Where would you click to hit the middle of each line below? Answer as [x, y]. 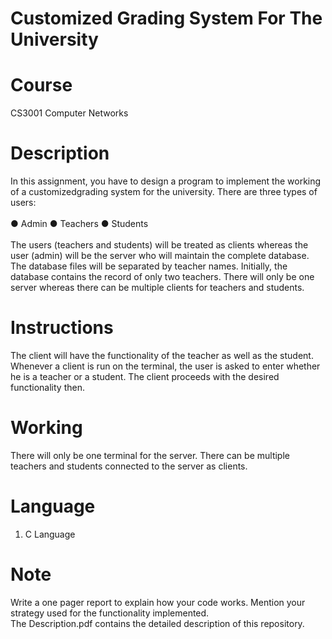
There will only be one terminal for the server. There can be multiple [150, 455]
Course [41, 85]
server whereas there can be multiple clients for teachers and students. [157, 288]
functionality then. [47, 387]
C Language [50, 534]
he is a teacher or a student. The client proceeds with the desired [145, 376]
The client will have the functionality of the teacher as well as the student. [162, 355]
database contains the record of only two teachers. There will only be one [162, 277]
